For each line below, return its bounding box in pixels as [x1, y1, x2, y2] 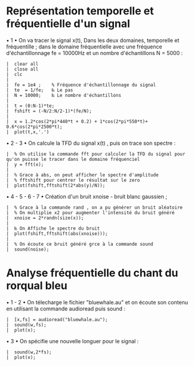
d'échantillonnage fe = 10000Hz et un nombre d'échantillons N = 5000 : [6, 49, 183, 56]
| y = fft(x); [6, 161, 44, 167]
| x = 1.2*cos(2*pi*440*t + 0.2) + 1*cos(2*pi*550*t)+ [6, 118, 148, 124]
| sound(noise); [6, 246, 50, 252]
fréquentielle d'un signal [6, 17, 130, 30]
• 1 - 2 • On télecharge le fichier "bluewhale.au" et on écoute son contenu [6, 298, 189, 306]
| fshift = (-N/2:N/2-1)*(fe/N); [6, 108, 93, 114]
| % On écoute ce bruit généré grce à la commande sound [6, 241, 153, 247]
